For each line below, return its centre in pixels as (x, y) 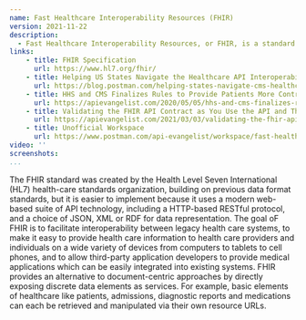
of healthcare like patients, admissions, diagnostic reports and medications (150, 295)
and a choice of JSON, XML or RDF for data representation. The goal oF (144, 218)
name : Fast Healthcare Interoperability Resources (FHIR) (122, 18)
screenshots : (34, 153)
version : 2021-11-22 (49, 26)
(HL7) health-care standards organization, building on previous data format (150, 189)
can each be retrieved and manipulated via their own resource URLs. (138, 305)
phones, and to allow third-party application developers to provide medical (149, 257)
